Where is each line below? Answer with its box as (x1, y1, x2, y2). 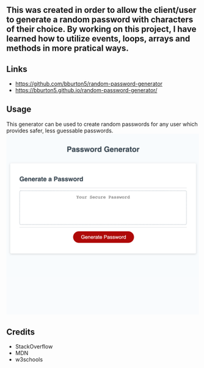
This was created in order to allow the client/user (6, 5, 197, 15)
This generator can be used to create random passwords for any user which (6, 120, 199, 128)
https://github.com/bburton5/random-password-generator (15, 80, 163, 87)
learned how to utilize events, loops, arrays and (6, 34, 191, 44)
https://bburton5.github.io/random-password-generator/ (15, 87, 158, 93)
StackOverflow (15, 343, 53, 350)
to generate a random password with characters (6, 15, 194, 25)
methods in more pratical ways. (6, 43, 129, 54)
